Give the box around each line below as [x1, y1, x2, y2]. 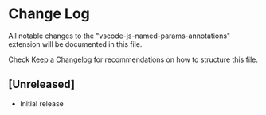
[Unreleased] [8, 78, 76, 91]
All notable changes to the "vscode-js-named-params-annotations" [8, 31, 231, 40]
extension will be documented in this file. [8, 39, 143, 48]
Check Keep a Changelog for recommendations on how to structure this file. [8, 55, 259, 64]
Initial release [19, 98, 64, 108]
